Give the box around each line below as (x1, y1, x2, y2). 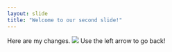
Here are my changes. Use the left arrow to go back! (7, 36, 166, 45)
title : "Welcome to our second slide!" (7, 17, 123, 24)
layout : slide (7, 10, 49, 17)
